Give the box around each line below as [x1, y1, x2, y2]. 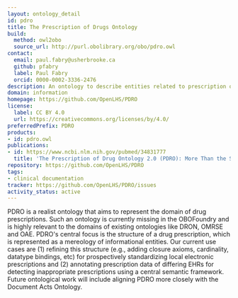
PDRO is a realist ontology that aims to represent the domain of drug [7, 207, 207, 216]
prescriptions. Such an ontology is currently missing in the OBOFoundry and [7, 215, 229, 224]
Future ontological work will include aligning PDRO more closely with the [7, 275, 219, 284]
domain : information [7, 89, 69, 96]
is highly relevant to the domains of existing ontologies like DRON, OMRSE [7, 222, 223, 231]
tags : [7, 168, 23, 176]
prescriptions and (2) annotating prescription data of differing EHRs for [7, 260, 215, 269]
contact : [7, 50, 33, 57]
